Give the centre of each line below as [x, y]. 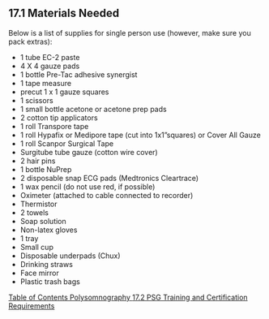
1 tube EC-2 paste [50, 57]
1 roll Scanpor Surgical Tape [67, 143]
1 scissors [37, 100]
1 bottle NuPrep [46, 169]
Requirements [32, 306]
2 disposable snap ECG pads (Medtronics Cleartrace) [109, 178]
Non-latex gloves [49, 230]
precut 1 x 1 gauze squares [64, 92]
